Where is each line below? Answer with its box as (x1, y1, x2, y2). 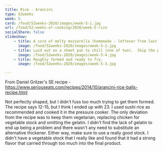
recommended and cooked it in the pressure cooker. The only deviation (5, 109, 148, 115)
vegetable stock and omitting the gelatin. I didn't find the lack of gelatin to (5, 120, 153, 126)
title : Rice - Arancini (5, 7, 53, 12)
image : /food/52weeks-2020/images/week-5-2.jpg (17, 43, 116, 48)
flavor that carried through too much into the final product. (5, 140, 122, 146)
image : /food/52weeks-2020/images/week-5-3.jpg (17, 61, 116, 66)
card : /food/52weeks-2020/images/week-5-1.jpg (5, 20, 101, 26)
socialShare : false (5, 30, 45, 35)
